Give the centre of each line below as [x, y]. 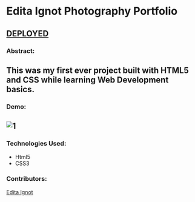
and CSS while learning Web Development [88, 80]
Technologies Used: [36, 144]
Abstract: [21, 51]
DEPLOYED [28, 34]
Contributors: [27, 179]
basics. [21, 89]
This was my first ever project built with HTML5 [97, 70]
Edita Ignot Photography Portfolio [92, 11]
